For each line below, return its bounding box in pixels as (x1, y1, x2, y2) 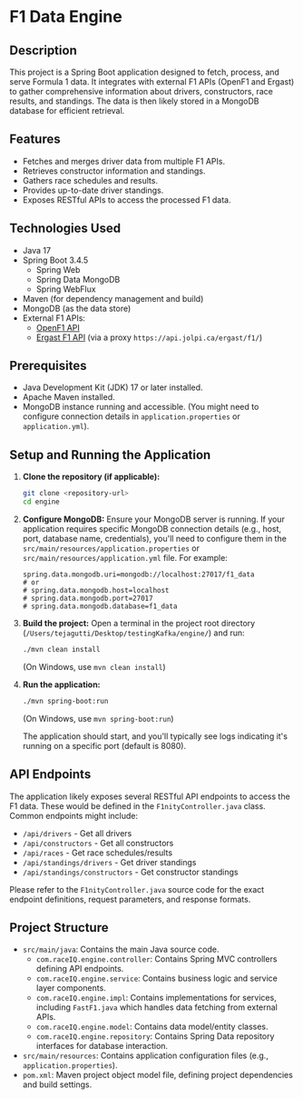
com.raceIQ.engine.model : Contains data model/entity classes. (35, 1021, 269, 1033)
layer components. (35, 983, 106, 994)
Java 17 (22, 245, 52, 255)
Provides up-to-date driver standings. (22, 185, 164, 195)
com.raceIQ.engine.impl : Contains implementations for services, (35, 993, 277, 1004)
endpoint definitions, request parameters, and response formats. (9, 894, 251, 904)
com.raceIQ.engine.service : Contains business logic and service (35, 973, 279, 984)
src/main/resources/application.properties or (22, 543, 200, 554)
